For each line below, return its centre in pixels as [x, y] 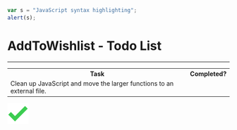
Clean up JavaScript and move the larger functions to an [92, 84]
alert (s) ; [22, 18]
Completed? [208, 74]
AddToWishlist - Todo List [85, 46]
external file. [29, 91]
